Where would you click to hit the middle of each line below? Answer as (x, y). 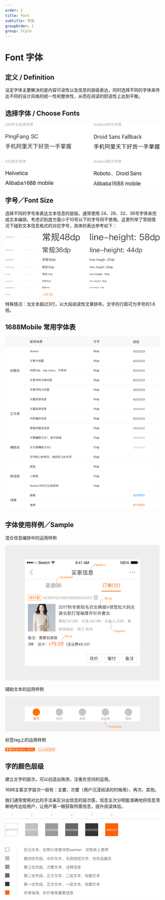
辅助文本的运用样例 (25, 689)
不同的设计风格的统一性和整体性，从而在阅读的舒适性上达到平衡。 (76, 96)
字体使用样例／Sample (40, 525)
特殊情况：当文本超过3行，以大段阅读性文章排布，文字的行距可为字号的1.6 (80, 304)
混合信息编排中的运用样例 (31, 538)
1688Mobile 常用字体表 (41, 327)
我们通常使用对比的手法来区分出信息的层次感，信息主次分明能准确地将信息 (80, 800)
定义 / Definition (30, 77)
